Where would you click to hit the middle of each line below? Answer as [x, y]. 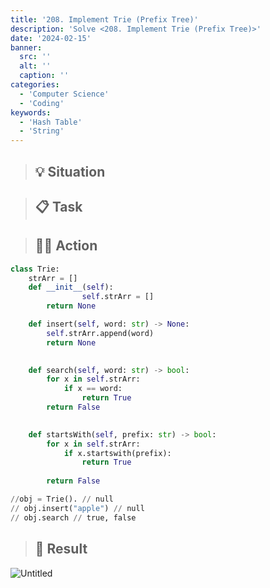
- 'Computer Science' [64, 94]
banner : [26, 47]
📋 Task [58, 206]
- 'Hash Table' [51, 122]
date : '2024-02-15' [51, 38]
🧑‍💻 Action [66, 246]
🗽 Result [61, 549]
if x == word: [93, 389]
